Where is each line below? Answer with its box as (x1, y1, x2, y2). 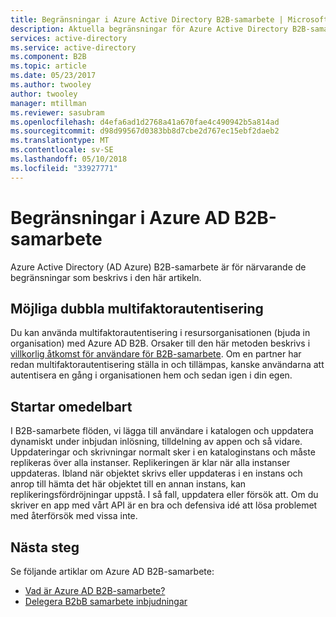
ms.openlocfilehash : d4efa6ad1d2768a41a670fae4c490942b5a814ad (10, 117, 280, 127)
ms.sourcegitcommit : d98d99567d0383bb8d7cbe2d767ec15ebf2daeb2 (10, 126, 280, 136)
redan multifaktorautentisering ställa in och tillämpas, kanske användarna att (10, 359, 325, 371)
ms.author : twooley (10, 80, 92, 90)
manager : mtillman (10, 98, 87, 108)
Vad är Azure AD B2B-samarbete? (24, 585, 166, 596)
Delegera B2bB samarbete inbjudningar (24, 596, 188, 607)
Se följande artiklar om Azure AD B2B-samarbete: (10, 566, 215, 577)
